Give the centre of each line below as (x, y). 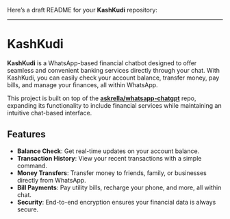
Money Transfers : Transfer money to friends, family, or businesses (112, 173)
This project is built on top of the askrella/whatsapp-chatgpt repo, (102, 98)
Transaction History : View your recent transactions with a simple (109, 158)
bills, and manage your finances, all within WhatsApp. (83, 84)
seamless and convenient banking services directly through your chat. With (114, 70)
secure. (28, 209)
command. (32, 165)
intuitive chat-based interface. (50, 113)
